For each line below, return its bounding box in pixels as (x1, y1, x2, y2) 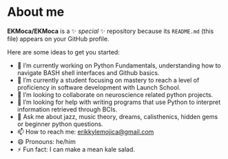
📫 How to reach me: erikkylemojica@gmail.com (17, 127, 154, 136)
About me (7, 4, 65, 20)
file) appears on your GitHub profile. (7, 34, 110, 43)
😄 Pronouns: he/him (17, 137, 76, 145)
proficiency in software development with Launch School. (17, 83, 181, 92)
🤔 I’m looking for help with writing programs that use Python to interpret (17, 98, 221, 106)
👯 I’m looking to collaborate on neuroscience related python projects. (17, 90, 214, 98)
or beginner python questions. (17, 120, 103, 128)
